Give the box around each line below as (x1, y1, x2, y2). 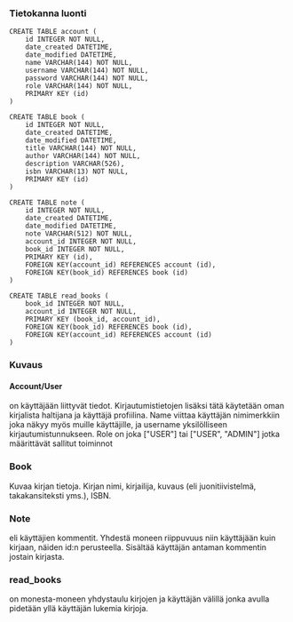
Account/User (9, 380, 63, 391)
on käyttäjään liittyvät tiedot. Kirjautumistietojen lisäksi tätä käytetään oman (9, 401, 285, 411)
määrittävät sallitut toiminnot (9, 438, 114, 449)
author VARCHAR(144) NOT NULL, (25, 152, 141, 161)
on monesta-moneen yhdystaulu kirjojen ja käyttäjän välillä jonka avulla (9, 594, 270, 604)
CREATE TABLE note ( (9, 198, 86, 207)
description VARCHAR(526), (25, 159, 125, 169)
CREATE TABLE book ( (9, 113, 86, 122)
